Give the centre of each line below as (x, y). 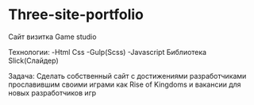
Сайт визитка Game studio (52, 37)
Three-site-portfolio (76, 15)
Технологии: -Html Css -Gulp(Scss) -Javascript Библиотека (108, 52)
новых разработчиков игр (52, 92)
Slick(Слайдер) (34, 60)
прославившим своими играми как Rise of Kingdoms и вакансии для (125, 84)
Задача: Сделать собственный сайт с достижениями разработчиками (127, 76)
